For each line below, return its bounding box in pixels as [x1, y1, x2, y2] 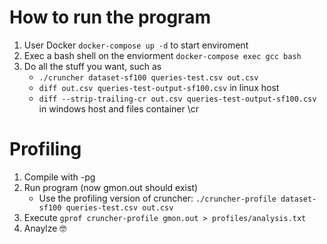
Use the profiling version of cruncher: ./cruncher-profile [38, 192, 277, 204]
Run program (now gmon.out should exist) [23, 181, 199, 193]
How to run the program [9, 6, 211, 29]
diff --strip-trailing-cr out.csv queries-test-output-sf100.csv [38, 94, 317, 104]
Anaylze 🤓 [23, 222, 67, 234]
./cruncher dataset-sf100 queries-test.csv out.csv [38, 72, 259, 83]
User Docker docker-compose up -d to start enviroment [23, 39, 249, 51]
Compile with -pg [23, 171, 96, 183]
